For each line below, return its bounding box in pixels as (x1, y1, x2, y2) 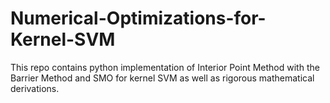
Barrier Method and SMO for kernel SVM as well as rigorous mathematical (10, 72, 315, 84)
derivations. (10, 82, 60, 94)
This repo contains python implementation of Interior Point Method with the (10, 61, 320, 73)
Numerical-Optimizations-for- (10, 7, 267, 30)
